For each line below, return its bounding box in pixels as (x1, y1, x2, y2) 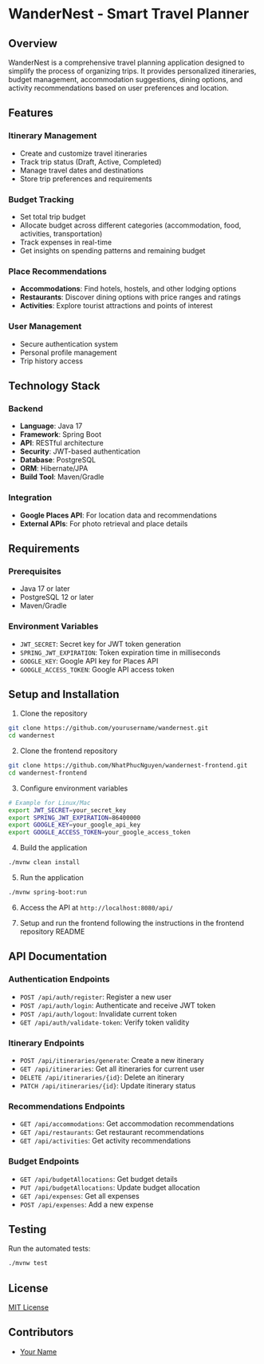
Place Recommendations (8, 265, 108, 276)
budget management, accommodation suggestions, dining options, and (8, 75, 243, 84)
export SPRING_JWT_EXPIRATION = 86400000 (8, 814, 141, 822)
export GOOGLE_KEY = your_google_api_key (8, 821, 141, 829)
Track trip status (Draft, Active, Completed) (19, 157, 162, 166)
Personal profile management (19, 347, 117, 357)
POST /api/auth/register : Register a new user (19, 992, 172, 1001)
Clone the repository (19, 708, 88, 719)
